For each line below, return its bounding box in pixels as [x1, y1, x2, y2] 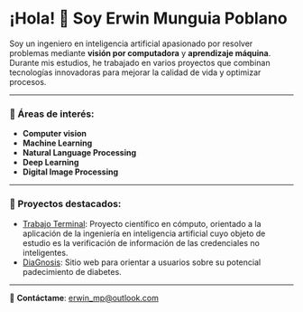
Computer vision [22, 128, 87, 139]
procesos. [9, 76, 47, 87]
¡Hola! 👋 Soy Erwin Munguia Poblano [9, 8, 288, 29]
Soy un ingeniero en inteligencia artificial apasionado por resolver [9, 38, 253, 49]
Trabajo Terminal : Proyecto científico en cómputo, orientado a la [22, 218, 262, 229]
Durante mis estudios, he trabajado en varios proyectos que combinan [9, 57, 271, 68]
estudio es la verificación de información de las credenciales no [22, 237, 260, 248]
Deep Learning [22, 157, 79, 168]
